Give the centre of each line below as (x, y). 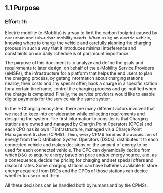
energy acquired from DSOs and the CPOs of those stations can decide (77, 171)
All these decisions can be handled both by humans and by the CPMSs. (77, 185)
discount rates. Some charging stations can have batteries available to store (81, 165)
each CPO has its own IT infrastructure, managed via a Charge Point (73, 129)
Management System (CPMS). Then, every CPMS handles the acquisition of (81, 134)
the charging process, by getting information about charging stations (74, 78)
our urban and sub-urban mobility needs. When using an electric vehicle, (78, 38)
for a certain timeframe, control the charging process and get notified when (81, 88)
